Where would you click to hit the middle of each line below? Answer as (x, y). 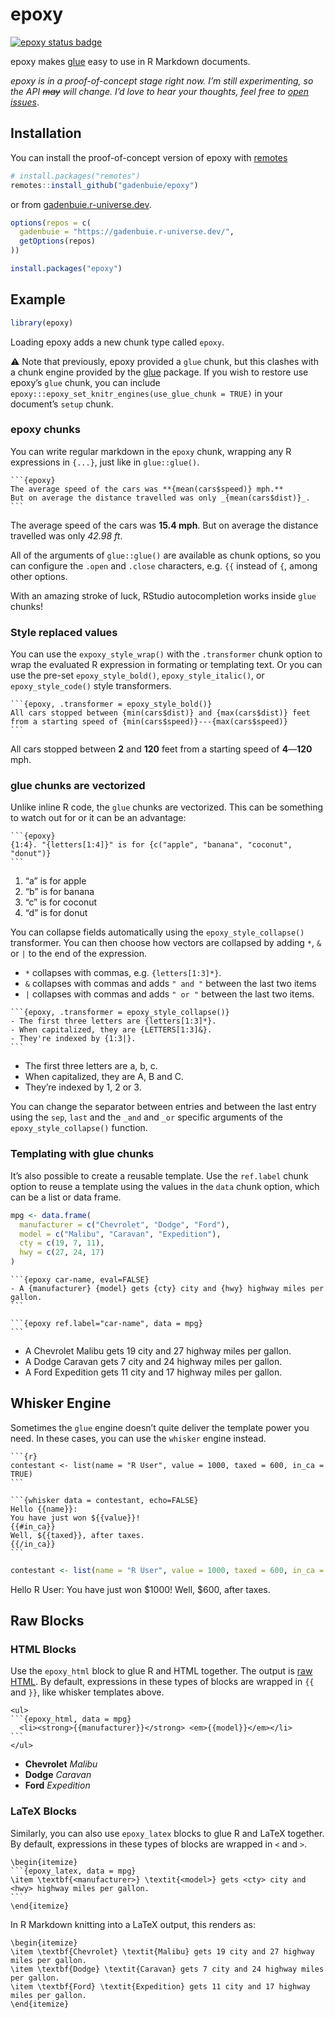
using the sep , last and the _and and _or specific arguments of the (146, 1117)
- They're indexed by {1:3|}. (73, 1039)
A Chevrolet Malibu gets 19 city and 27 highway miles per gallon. (158, 1351)
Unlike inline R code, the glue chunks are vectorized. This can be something (167, 807)
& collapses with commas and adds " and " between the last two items (170, 984)
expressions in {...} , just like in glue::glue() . (105, 462)
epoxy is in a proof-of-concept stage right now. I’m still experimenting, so (162, 80)
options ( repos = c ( (51, 223)
